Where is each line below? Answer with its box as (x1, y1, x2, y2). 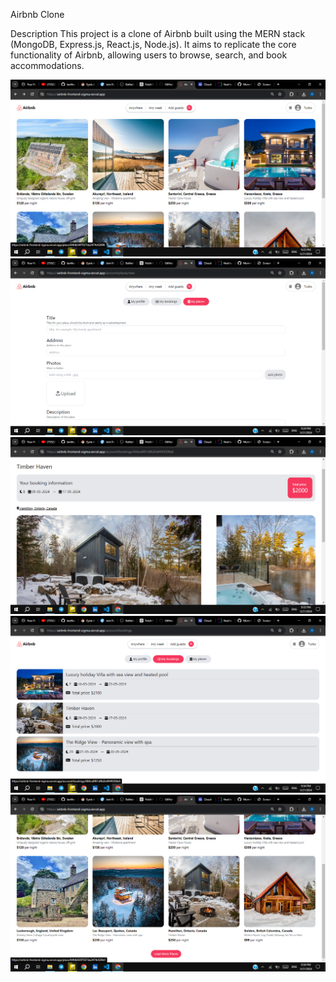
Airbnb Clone (10, 9, 65, 20)
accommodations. (10, 60, 85, 71)
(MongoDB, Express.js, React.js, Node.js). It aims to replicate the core (10, 39, 297, 50)
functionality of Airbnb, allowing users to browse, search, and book (10, 49, 288, 61)
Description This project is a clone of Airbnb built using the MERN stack (10, 28, 306, 39)
